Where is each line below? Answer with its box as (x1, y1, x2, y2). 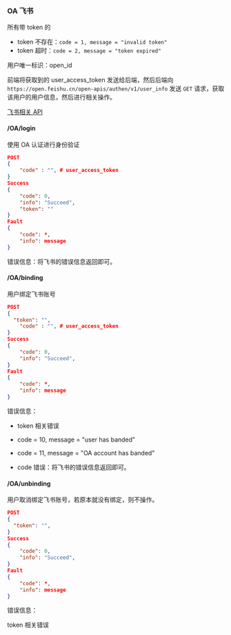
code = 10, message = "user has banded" (17, 435, 136, 444)
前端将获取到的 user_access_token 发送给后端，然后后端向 (7, 76, 174, 84)
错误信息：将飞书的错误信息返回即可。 (7, 257, 116, 265)
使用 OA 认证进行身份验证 (7, 140, 80, 149)
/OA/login (7, 124, 36, 132)
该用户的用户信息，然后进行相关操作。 (7, 93, 116, 102)
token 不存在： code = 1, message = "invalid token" (17, 38, 168, 46)
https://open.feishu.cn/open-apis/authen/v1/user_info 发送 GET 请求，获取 (7, 84, 225, 93)
